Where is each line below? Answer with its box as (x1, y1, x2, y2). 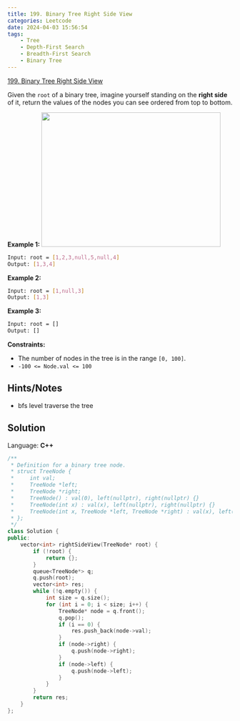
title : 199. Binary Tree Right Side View (7, 10, 133, 18)
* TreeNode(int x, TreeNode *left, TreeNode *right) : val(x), (10, 508, 216, 515)
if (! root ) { (33, 547, 72, 555)
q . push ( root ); (33, 575, 75, 582)
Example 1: (7, 240, 41, 249)
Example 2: (7, 273, 41, 282)
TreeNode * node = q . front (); (58, 607, 145, 615)
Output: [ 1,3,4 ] (7, 260, 56, 268)
